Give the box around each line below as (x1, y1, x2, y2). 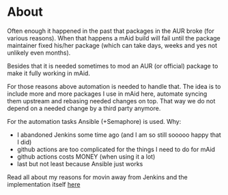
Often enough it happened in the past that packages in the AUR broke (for (7, 27, 215, 35)
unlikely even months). (7, 49, 71, 57)
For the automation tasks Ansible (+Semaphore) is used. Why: (7, 117, 182, 125)
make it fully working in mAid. (7, 69, 91, 77)
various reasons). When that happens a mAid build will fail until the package (7, 34, 220, 42)
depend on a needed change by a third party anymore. (7, 104, 161, 112)
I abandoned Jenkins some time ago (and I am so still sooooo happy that (16, 131, 222, 139)
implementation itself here (7, 180, 81, 188)
